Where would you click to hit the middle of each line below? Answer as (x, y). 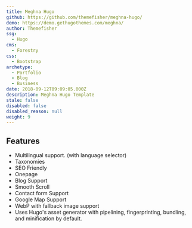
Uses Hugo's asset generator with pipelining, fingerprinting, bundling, (100, 213)
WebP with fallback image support (57, 206)
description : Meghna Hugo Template (50, 95)
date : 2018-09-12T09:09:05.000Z (46, 89)
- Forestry (25, 51)
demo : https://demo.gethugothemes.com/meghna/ (65, 23)
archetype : (20, 67)
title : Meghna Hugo (30, 12)
